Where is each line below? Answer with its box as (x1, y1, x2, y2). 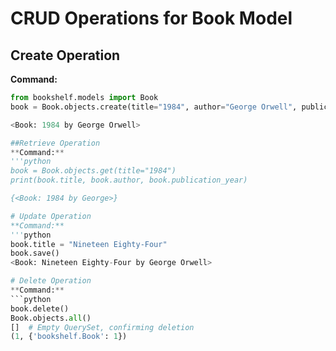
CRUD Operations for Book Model (10, 7, 293, 30)
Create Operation (10, 47, 121, 64)
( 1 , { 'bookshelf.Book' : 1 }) (10, 332, 128, 342)
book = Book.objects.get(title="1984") (10, 166, 177, 176)
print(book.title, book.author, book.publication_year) (10, 175, 248, 186)
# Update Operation (10, 211, 92, 221)
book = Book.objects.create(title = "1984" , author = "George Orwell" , (10, 102, 298, 112)
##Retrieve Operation (10, 138, 101, 148)
